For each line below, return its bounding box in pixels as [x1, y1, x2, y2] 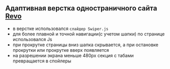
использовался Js [12, 36, 52, 42]
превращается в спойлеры [12, 58, 71, 64]
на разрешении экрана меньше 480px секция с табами [12, 52, 134, 58]
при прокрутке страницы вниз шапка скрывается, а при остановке [12, 42, 159, 48]
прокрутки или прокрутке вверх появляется [12, 47, 109, 53]
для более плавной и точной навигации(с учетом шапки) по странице [12, 30, 165, 37]
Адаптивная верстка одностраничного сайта [5, 4, 157, 13]
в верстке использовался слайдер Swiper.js [12, 25, 108, 31]
